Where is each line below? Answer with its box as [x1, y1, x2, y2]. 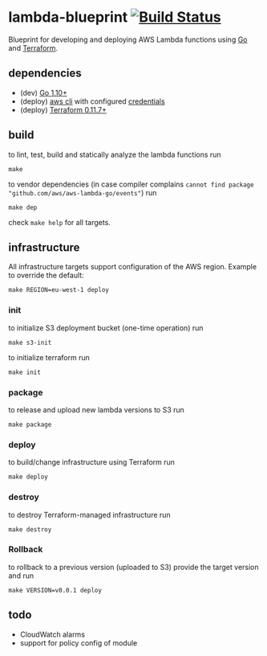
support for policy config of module [19, 638, 138, 647]
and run [8, 571, 34, 580]
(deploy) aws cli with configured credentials [19, 96, 166, 106]
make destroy [8, 525, 52, 534]
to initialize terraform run [8, 352, 90, 362]
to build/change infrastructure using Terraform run [8, 457, 175, 467]
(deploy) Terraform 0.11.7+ [19, 105, 107, 114]
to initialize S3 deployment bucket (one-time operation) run [8, 322, 204, 333]
